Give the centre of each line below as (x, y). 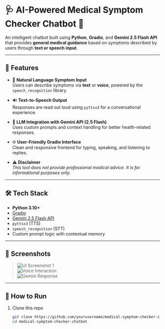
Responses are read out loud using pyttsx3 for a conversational (76, 107)
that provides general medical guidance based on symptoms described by (81, 42)
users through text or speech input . (41, 48)
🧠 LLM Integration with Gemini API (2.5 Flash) (59, 122)
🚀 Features (22, 68)
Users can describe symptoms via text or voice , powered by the (77, 85)
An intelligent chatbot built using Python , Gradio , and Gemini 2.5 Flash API (81, 37)
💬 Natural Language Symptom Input (49, 80)
